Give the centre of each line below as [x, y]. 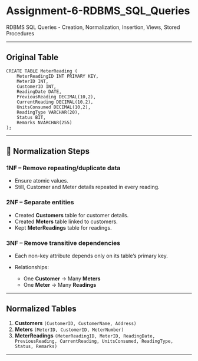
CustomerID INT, [37, 87]
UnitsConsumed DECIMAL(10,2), [54, 107]
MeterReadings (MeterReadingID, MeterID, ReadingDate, [85, 335]
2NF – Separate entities [40, 203]
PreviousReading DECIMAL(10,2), [56, 97]
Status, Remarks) [36, 346]
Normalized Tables [41, 309]
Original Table [32, 57]
